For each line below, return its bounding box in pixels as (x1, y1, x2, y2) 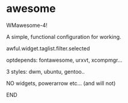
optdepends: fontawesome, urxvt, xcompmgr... (6, 56, 123, 63)
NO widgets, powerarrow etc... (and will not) (6, 80, 116, 87)
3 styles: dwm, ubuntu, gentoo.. (6, 68, 85, 75)
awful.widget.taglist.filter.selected (6, 44, 90, 52)
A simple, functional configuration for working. (6, 33, 121, 40)
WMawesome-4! (6, 22, 48, 29)
